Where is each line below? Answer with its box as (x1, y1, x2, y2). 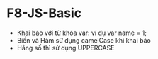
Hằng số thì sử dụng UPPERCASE (16, 43, 115, 52)
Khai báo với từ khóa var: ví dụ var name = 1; (16, 28, 147, 37)
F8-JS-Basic (6, 5, 82, 21)
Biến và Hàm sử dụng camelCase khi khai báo (16, 36, 152, 44)
